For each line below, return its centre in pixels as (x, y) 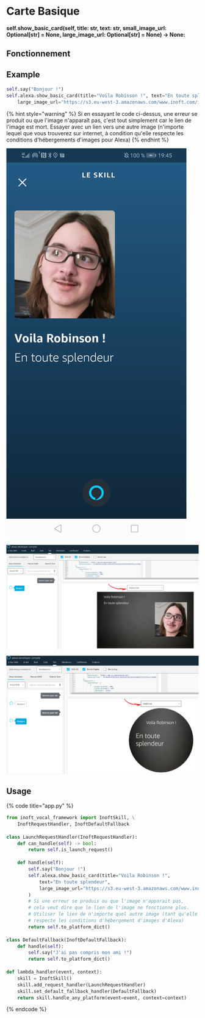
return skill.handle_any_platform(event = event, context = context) (102, 998)
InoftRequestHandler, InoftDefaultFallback (74, 824)
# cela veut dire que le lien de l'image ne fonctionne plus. (109, 908)
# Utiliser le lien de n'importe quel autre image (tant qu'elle (113, 914)
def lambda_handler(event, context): (54, 972)
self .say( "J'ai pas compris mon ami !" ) (80, 953)
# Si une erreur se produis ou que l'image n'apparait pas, (106, 901)
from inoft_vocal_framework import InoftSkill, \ (71, 818)
